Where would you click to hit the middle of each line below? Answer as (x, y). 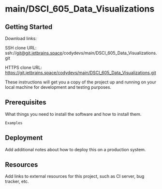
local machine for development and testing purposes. (58, 87)
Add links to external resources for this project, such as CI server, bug (75, 176)
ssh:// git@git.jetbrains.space (34, 53)
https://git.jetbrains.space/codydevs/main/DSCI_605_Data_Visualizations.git (81, 73)
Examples (14, 123)
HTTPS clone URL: (23, 67)
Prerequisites (26, 102)
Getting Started (29, 27)
